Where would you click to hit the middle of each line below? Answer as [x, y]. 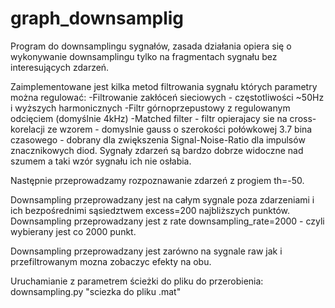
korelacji [27, 129]
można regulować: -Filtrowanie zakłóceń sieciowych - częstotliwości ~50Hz [167, 97]
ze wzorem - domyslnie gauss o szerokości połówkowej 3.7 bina [179, 129]
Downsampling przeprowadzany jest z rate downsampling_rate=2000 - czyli [167, 221]
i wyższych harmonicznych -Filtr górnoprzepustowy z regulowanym [150, 108]
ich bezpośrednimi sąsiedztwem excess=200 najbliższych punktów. [150, 210]
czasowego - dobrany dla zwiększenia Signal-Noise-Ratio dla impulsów [158, 139]
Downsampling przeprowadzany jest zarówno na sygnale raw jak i [146, 251]
